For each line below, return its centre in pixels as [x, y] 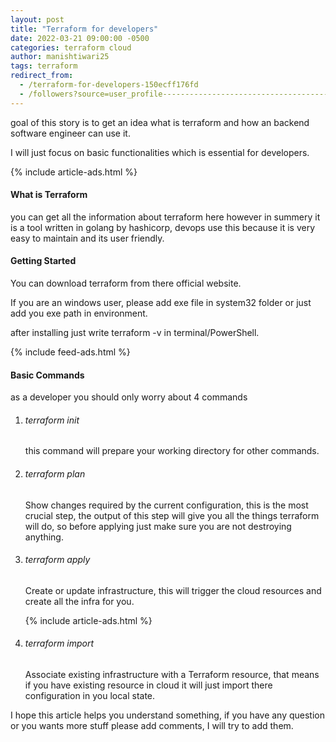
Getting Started [43, 261]
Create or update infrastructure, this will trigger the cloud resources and [173, 590]
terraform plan [55, 474]
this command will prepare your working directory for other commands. [172, 451]
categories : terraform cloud [71, 47]
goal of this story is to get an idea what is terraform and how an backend [160, 122]
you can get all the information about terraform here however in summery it [165, 217]
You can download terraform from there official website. [126, 283]
